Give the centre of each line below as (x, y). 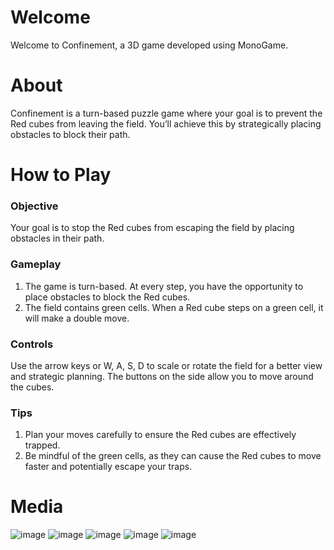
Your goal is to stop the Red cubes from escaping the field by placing (152, 228)
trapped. (42, 445)
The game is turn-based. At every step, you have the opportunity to (164, 286)
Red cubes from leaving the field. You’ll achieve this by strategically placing (166, 123)
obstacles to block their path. (70, 134)
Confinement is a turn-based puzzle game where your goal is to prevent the (166, 113)
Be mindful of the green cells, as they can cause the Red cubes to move (173, 456)
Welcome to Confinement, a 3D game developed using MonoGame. (149, 45)
